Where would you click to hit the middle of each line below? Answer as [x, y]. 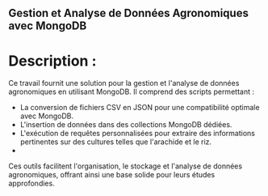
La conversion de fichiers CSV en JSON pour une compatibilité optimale [140, 108]
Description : [52, 61]
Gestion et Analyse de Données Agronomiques [128, 13]
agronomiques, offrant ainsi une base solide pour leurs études [112, 175]
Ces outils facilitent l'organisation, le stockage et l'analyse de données [126, 166]
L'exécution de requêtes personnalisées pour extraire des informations [138, 134]
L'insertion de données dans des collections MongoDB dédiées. [126, 125]
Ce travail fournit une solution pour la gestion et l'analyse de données [124, 83]
